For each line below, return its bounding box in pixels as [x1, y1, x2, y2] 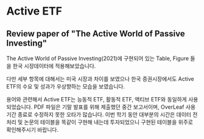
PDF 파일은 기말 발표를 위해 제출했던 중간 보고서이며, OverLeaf [33, 103, 185, 110]
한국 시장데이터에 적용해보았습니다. [12, 63, 96, 69]
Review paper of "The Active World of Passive [6, 29, 185, 39]
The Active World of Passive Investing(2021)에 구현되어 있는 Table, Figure [6, 55, 189, 62]
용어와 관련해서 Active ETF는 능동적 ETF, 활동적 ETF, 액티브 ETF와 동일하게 [6, 96, 187, 103]
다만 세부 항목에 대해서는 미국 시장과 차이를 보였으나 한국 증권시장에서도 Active [6, 75, 194, 83]
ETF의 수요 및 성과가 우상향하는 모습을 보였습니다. [6, 83, 125, 90]
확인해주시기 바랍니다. [6, 126, 59, 133]
